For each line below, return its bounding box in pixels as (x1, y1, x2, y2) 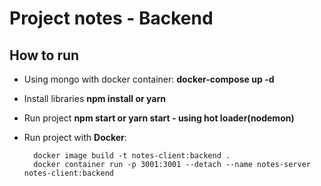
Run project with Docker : (23, 132, 127, 143)
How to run (9, 47, 80, 64)
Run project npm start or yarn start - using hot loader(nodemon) (23, 112, 295, 124)
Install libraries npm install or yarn (23, 93, 166, 104)
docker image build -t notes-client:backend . (33, 151, 231, 161)
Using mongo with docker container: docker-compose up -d (23, 73, 275, 85)
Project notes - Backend (9, 7, 214, 30)
